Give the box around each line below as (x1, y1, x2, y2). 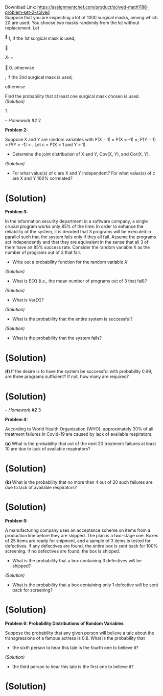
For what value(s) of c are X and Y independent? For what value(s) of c (12, 170, 156, 176)
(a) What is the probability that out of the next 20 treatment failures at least (5, 441, 156, 447)
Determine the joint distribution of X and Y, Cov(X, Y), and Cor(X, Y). (12, 151, 150, 157)
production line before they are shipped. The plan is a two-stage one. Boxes (5, 533, 159, 539)
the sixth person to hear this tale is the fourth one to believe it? (12, 645, 139, 651)
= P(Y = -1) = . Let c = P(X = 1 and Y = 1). (5, 142, 87, 148)
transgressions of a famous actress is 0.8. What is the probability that (5, 635, 145, 641)
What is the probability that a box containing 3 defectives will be (12, 558, 142, 564)
